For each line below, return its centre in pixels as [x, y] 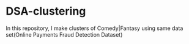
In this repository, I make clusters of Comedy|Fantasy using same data [94, 28]
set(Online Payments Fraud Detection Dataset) [64, 34]
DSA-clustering [46, 11]
